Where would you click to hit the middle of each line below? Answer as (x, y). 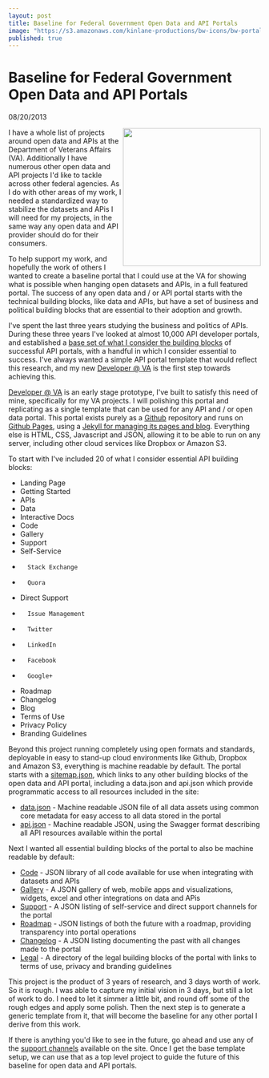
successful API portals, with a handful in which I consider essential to (123, 351)
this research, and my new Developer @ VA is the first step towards (119, 368)
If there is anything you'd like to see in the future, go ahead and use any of (131, 1040)
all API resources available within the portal (91, 833)
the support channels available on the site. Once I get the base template (127, 1048)
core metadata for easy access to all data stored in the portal (120, 816)
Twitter (40, 630)
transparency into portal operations (78, 932)
